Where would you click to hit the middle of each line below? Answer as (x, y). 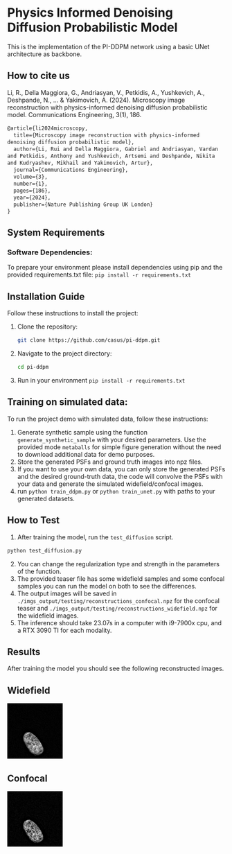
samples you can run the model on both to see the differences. (107, 586)
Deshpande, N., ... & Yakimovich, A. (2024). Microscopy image (96, 100)
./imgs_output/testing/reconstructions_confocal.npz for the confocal (118, 600)
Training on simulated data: (68, 402)
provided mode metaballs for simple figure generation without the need (119, 447)
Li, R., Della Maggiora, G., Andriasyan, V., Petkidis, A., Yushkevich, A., (106, 92)
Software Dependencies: (50, 252)
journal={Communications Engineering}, (71, 170)
